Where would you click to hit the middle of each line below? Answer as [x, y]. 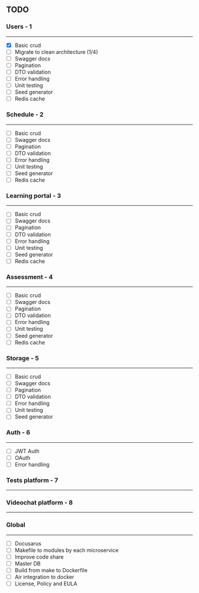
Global [16, 525]
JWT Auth [27, 451]
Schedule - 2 [25, 115]
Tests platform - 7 [32, 480]
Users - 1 [19, 27]
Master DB [28, 563]
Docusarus [28, 543]
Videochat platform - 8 [39, 503]
